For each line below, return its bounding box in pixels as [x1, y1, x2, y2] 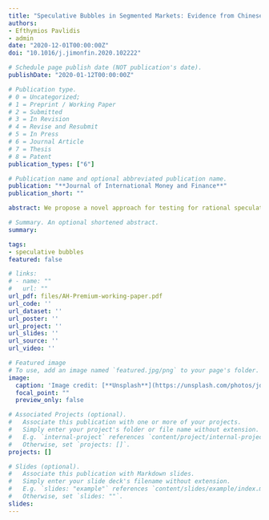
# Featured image [8, 359, 66, 367]
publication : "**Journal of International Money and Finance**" [8, 182, 227, 190]
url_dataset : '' [8, 307, 62, 315]
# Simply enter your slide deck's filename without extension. [8, 477, 231, 485]
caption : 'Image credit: [15, 381, 98, 389]
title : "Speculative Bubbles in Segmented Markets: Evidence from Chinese [8, 11, 263, 20]
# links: [8, 270, 38, 278]
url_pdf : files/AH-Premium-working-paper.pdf [8, 292, 163, 300]
